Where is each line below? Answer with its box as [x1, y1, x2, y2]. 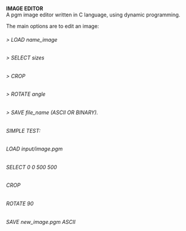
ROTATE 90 [6, 200, 34, 207]
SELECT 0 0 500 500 [6, 163, 58, 170]
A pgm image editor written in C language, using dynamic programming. [6, 11, 181, 18]
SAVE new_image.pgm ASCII [6, 218, 76, 225]
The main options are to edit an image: [6, 23, 99, 29]
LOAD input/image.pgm [6, 145, 63, 152]
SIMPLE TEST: [6, 127, 41, 134]
